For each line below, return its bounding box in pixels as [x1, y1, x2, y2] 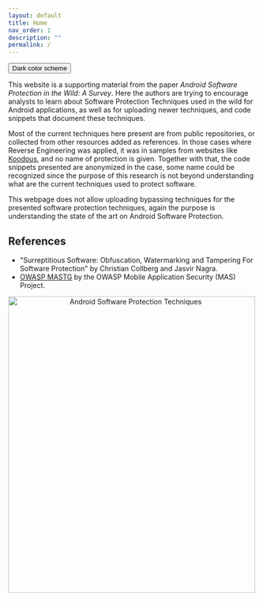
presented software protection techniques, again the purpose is [8, 203, 216, 213]
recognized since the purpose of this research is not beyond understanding [8, 171, 254, 180]
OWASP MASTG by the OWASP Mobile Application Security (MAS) [19, 272, 236, 282]
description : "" [8, 33, 62, 42]
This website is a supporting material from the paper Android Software [8, 80, 238, 89]
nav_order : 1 [8, 26, 51, 34]
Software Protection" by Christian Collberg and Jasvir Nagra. [19, 263, 219, 273]
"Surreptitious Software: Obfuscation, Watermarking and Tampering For [19, 255, 254, 265]
